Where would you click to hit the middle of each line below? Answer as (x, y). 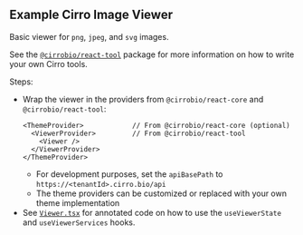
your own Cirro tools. (48, 64)
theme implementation (78, 202)
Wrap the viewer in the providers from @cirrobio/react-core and (143, 99)
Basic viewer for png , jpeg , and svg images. (89, 36)
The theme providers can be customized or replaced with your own (161, 193)
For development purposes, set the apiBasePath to (129, 174)
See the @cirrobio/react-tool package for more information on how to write (152, 54)
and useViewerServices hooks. (79, 222)
